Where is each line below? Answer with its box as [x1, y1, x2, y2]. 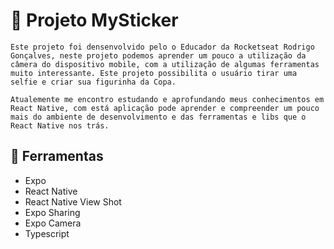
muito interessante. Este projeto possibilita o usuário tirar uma [10, 68, 298, 78]
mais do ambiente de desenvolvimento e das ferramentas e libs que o [10, 112, 307, 122]
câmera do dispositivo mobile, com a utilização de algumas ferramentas [10, 59, 320, 69]
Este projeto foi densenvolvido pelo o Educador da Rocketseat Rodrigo [10, 42, 315, 52]
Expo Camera [24, 217, 82, 229]
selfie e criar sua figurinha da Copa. [10, 77, 177, 87]
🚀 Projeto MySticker [10, 9, 179, 32]
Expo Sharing [24, 206, 81, 218]
